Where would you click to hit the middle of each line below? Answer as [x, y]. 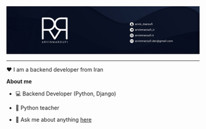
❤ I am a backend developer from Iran [55, 70]
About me [19, 81]
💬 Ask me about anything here [53, 120]
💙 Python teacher [37, 108]
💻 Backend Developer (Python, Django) [66, 94]
